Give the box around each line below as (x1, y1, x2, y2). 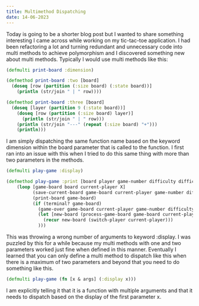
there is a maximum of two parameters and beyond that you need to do (6, 259, 179, 265)
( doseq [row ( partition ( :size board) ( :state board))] (11, 83, 152, 89)
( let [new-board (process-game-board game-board (37, 211, 161, 218)
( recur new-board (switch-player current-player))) (43, 217, 174, 223)
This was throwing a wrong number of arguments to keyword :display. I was (6, 233, 191, 240)
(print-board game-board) (32, 195, 97, 201)
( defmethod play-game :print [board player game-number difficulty (6, 179, 176, 185)
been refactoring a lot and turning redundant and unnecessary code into (6, 43, 182, 50)
